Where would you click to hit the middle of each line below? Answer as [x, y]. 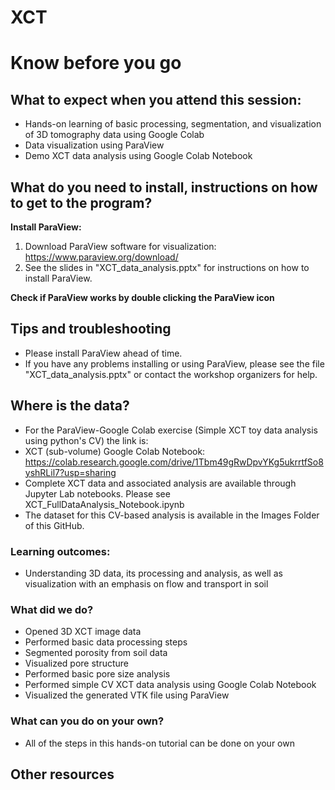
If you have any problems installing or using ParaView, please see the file [174, 363]
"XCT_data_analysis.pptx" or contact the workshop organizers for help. [171, 374]
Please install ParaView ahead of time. [103, 353]
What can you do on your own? [87, 721]
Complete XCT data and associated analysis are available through [160, 483]
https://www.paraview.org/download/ [101, 257]
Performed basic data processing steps [106, 642]
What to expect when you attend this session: [156, 99]
